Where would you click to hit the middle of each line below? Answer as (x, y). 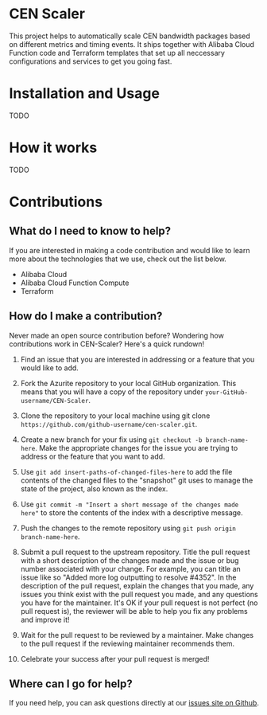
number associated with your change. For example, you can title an (130, 568)
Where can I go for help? (71, 684)
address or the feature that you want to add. (93, 456)
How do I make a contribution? (86, 316)
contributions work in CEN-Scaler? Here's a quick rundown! (107, 344)
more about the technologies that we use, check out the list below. (118, 259)
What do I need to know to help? (90, 231)
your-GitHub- (226, 392)
